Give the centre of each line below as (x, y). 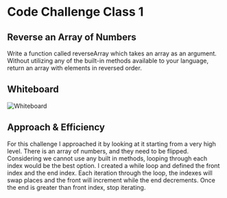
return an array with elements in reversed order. (74, 68)
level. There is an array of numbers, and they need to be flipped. (98, 151)
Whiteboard (33, 89)
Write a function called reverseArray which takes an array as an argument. (112, 53)
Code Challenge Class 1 (75, 12)
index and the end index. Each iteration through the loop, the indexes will (110, 173)
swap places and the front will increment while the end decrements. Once (111, 180)
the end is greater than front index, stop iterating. (76, 187)
